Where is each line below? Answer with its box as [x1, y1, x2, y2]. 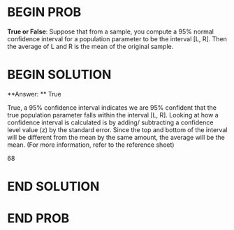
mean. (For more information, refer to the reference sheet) [7, 141, 175, 149]
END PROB [7, 210, 70, 227]
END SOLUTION [7, 179, 100, 194]
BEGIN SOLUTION [7, 67, 112, 82]
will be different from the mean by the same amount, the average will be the [7, 133, 225, 141]
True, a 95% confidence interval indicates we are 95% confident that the [7, 103, 217, 112]
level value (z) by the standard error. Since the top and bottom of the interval [7, 125, 228, 134]
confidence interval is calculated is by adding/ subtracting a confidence [7, 118, 214, 127]
